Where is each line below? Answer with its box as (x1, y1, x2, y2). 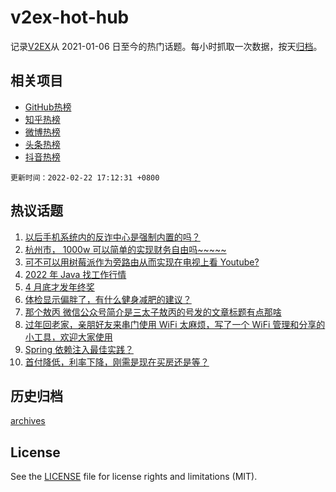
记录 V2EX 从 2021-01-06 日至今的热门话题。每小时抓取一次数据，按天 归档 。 (10, 40, 323, 52)
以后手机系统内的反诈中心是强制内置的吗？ (24, 231, 201, 243)
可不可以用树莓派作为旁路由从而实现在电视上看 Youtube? (24, 256, 260, 268)
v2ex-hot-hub (10, 6, 130, 29)
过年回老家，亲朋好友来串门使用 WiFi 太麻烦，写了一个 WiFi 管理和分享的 (24, 318, 326, 330)
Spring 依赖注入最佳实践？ (24, 343, 134, 355)
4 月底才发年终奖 (24, 281, 95, 293)
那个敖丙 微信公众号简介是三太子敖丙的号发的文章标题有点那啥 (24, 306, 282, 318)
